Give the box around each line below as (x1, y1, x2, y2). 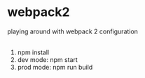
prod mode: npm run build (17, 63, 93, 71)
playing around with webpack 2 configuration (7, 27, 139, 36)
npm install (17, 48, 50, 56)
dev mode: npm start (17, 55, 78, 63)
